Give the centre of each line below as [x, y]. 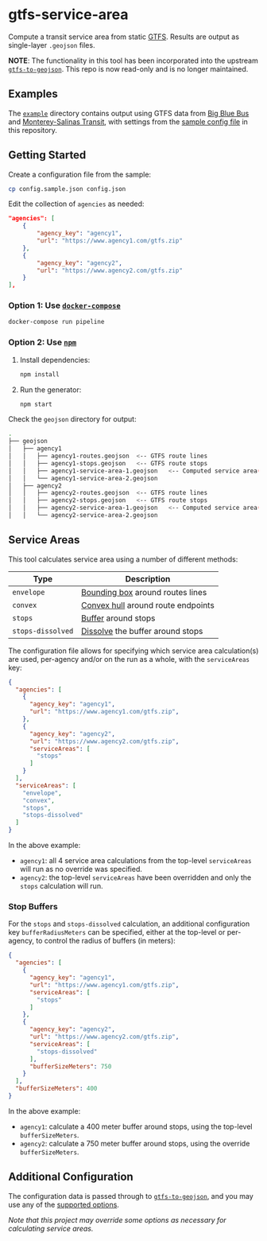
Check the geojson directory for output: [72, 419]
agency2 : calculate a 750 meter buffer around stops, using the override [135, 1143]
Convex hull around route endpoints [147, 605]
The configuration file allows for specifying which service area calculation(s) [133, 651]
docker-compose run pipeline [56, 322]
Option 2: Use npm [43, 342]
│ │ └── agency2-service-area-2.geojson [83, 515]
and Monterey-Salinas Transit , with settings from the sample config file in [128, 122]
